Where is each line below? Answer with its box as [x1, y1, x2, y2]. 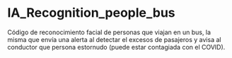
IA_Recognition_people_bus [7, 5, 175, 21]
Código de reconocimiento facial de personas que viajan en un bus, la [7, 28, 211, 36]
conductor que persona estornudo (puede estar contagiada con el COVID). [7, 43, 226, 51]
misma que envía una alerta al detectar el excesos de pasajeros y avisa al [7, 35, 221, 43]
